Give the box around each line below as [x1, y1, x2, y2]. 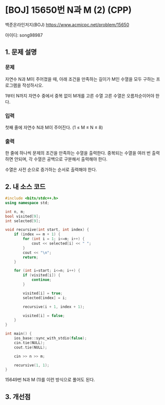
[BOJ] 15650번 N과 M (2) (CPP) [5, 4, 132, 16]
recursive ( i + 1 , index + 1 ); [23, 304, 85, 309]
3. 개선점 [5, 392, 31, 401]
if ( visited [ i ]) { [23, 273, 61, 278]
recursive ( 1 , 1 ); [14, 363, 50, 368]
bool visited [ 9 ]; [5, 214, 41, 219]
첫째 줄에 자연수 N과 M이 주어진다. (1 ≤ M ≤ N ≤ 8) [5, 124, 103, 130]
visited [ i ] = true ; [23, 291, 63, 296]
